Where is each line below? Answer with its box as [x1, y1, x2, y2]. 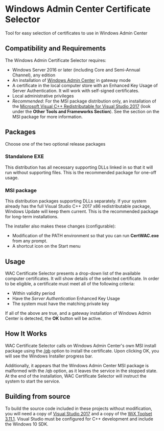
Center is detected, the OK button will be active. [5, 315, 102, 321]
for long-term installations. [5, 214, 59, 220]
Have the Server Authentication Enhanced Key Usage [12, 295, 120, 301]
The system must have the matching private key [12, 301, 109, 306]
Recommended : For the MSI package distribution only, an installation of [12, 98, 157, 104]
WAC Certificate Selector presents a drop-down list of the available [5, 270, 141, 276]
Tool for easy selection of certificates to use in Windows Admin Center [5, 30, 148, 36]
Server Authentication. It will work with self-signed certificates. [12, 87, 140, 94]
